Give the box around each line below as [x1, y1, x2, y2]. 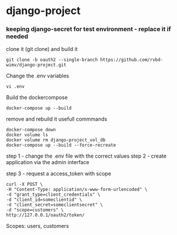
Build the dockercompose [6, 94, 68, 101]
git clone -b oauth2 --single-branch [6, 57, 98, 63]
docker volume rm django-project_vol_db [6, 137, 106, 143]
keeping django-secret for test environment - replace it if [6, 25, 171, 33]
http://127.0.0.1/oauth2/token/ [6, 212, 85, 218]
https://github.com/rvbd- [100, 57, 164, 63]
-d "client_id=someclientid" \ [6, 197, 82, 203]
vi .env [6, 84, 25, 90]
